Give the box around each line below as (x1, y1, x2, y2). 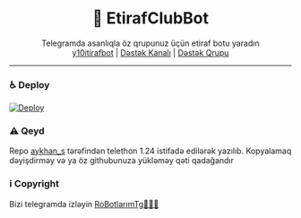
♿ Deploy (9, 78, 50, 91)
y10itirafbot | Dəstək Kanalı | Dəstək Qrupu (72, 47, 229, 57)
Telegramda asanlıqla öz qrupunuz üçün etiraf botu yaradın (41, 38, 260, 48)
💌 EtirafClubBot (92, 8, 209, 29)
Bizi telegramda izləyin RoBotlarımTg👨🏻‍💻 (9, 198, 159, 209)
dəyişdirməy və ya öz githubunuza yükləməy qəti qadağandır (9, 154, 235, 165)
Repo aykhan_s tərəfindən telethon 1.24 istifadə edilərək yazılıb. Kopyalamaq (9, 145, 292, 156)
